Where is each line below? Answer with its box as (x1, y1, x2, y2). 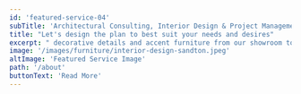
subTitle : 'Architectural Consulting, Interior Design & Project (9, 21, 258, 30)
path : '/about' (9, 64, 66, 73)
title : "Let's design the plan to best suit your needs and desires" (9, 30, 275, 38)
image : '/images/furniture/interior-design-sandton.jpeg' (9, 47, 230, 56)
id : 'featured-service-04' (9, 13, 110, 22)
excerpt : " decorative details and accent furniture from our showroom (9, 38, 282, 47)
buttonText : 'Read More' (9, 72, 102, 81)
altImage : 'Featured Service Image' (9, 55, 146, 64)
